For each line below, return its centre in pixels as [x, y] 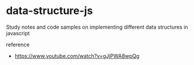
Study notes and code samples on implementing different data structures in [97, 27]
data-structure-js [50, 11]
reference [18, 45]
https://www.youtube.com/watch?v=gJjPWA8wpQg [77, 56]
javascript [18, 33]
